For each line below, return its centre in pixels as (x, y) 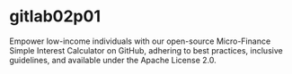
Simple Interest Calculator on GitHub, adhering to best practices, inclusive (146, 50)
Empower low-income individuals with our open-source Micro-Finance (140, 41)
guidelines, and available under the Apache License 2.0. (113, 60)
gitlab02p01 (55, 16)
